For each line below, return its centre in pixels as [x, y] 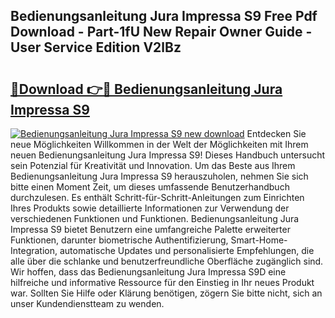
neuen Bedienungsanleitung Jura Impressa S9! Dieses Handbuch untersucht [168, 155]
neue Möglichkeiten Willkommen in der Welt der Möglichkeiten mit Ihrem [159, 144]
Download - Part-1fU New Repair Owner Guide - [161, 32]
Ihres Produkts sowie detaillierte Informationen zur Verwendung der [150, 208]
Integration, [34, 250]
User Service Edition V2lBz [96, 47]
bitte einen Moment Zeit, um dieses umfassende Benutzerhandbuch [150, 187]
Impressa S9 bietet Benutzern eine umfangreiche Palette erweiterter [150, 229]
